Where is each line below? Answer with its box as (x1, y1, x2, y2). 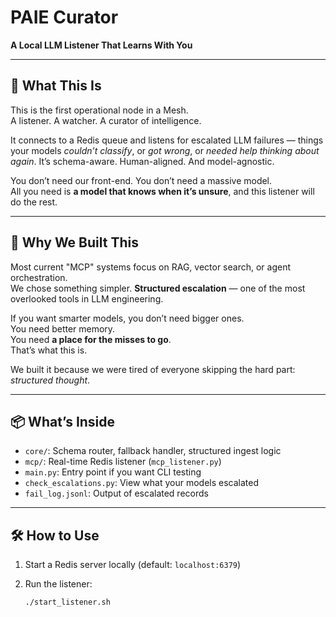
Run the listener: (24, 578, 93, 590)
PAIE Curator (10, 6, 119, 29)
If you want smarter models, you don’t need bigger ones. (10, 312, 245, 324)
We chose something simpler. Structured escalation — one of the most (10, 282, 306, 294)
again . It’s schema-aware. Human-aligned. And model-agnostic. (10, 155, 275, 167)
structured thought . (10, 374, 91, 386)
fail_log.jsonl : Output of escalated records (24, 487, 209, 500)
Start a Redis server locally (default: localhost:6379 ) (24, 559, 242, 571)
